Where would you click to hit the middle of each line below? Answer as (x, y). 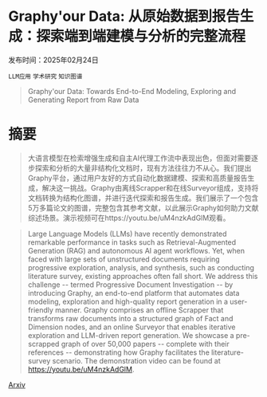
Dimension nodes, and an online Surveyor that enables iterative (132, 327)
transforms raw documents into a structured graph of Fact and (130, 318)
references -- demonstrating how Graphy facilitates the (118, 352)
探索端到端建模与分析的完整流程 (141, 36)
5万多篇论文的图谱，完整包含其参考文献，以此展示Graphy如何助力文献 (143, 207)
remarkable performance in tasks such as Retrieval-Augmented (132, 242)
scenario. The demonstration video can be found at (136, 360)
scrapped (43, 344)
